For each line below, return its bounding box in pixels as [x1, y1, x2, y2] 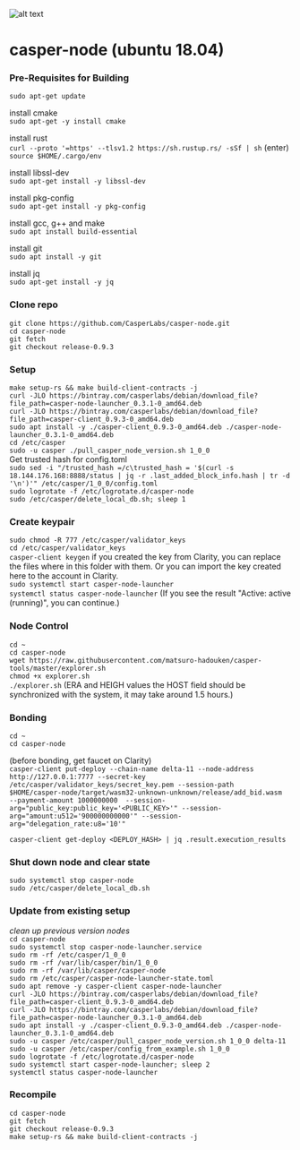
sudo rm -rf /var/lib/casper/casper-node [9, 965, 167, 975]
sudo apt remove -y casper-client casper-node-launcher [9, 982, 222, 991]
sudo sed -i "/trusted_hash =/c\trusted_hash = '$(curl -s [9, 464, 235, 473]
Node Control [9, 620, 69, 632]
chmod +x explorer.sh [9, 672, 90, 681]
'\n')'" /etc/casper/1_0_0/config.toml [9, 479, 159, 488]
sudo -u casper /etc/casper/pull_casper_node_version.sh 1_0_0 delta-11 [9, 1036, 287, 1045]
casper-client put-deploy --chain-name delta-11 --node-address [9, 764, 254, 774]
